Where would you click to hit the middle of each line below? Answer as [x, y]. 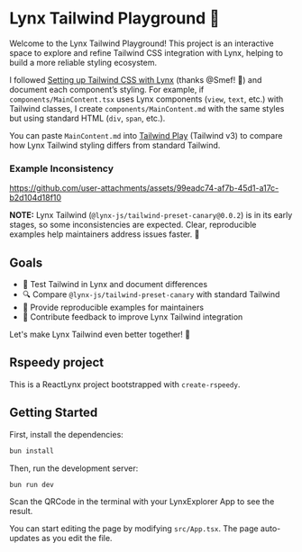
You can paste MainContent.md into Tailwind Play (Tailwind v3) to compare [146, 135]
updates [25, 538]
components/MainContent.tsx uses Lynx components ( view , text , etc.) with [146, 99]
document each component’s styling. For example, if [107, 89]
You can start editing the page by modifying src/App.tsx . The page [134, 529]
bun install [32, 451]
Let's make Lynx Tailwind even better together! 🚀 [100, 335]
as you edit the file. [77, 538]
